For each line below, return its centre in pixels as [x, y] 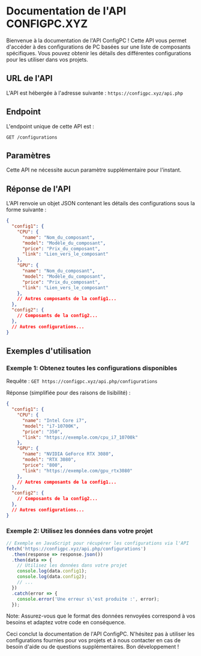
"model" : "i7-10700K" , [50, 426]
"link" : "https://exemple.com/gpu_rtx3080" [77, 471]
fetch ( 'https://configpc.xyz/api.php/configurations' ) [76, 549]
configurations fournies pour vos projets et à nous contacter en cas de [94, 640]
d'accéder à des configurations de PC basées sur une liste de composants [98, 47]
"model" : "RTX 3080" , [49, 460]
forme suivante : [26, 210]
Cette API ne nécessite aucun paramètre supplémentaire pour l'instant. [94, 170]
